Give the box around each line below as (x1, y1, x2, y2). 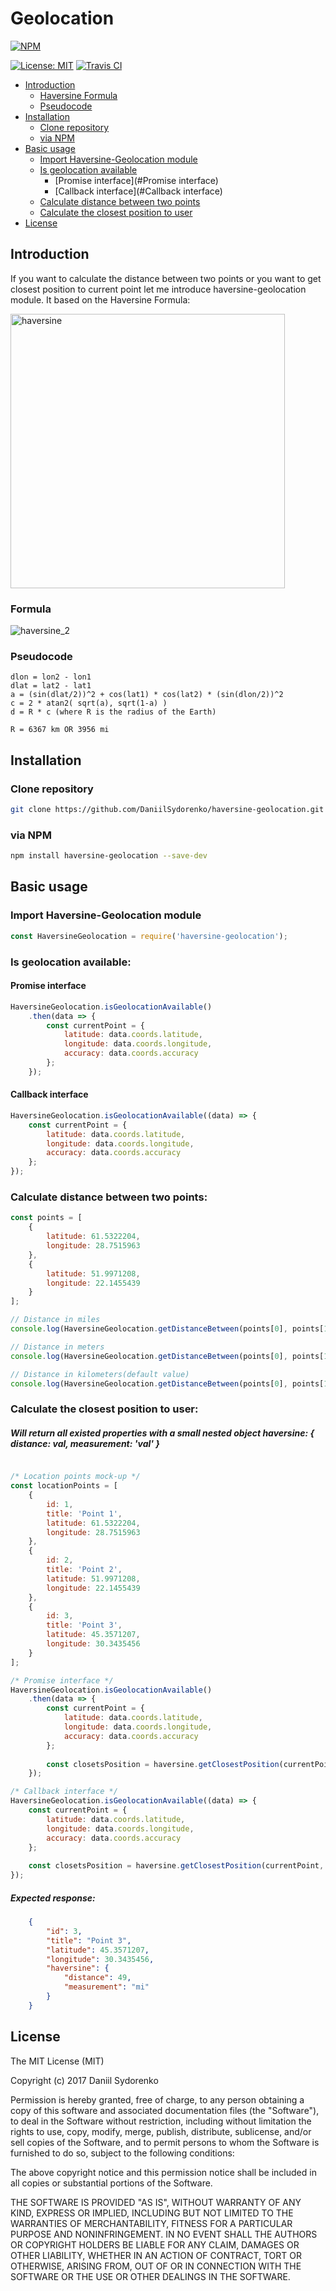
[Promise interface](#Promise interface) (54, 174, 219, 186)
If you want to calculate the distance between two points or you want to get (10, 272, 322, 284)
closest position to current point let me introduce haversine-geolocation (10, 283, 307, 295)
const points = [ (10, 1213, 83, 1223)
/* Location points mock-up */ (10, 1472, 141, 1482)
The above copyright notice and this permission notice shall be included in (10, 2166, 317, 2178)
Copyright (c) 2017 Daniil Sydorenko (10, 2074, 159, 2086)
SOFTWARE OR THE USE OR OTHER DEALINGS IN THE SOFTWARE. (10, 2270, 291, 2282)
